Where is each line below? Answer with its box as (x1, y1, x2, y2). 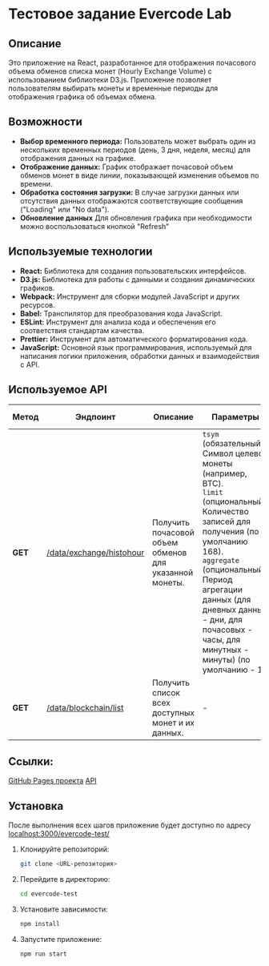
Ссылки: (8, 755, 54, 768)
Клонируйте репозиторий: (19, 844, 110, 854)
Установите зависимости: (19, 904, 108, 914)
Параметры (211, 412, 259, 423)
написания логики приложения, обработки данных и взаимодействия (19, 351, 260, 360)
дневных (202, 604, 237, 615)
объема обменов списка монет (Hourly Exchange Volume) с (8, 66, 212, 76)
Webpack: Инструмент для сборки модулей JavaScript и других (19, 292, 240, 301)
